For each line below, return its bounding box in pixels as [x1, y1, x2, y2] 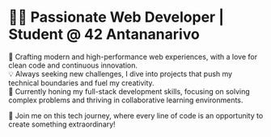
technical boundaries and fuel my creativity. [8, 77, 155, 88]
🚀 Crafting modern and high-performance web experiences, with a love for [8, 52, 257, 61]
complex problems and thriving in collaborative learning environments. [8, 95, 243, 105]
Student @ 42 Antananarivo [8, 25, 200, 44]
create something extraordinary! [8, 119, 116, 129]
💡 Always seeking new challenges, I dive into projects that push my [8, 68, 233, 78]
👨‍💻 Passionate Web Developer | [8, 8, 225, 27]
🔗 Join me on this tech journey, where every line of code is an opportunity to [8, 110, 264, 120]
